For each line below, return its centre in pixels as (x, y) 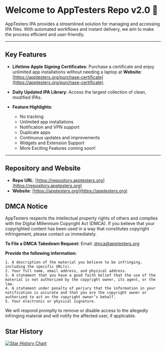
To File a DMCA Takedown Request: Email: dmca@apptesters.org (72, 244)
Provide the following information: (41, 253)
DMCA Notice (26, 206)
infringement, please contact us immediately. (51, 234)
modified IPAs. (27, 97)
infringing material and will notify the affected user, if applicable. (71, 316)
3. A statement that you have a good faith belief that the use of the (80, 275)
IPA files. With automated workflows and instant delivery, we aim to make (80, 29)
